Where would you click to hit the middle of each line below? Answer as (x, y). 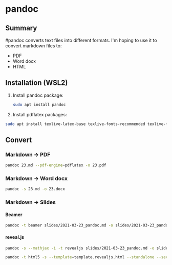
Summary (21, 28)
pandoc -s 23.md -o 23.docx (35, 189)
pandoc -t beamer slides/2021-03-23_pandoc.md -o (59, 225)
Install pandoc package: (38, 95)
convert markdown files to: (34, 46)
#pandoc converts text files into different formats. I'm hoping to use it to (81, 40)
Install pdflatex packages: (40, 114)
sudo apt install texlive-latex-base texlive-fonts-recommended (75, 124)
